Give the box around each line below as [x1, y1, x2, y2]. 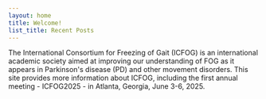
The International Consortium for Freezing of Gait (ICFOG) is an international [8, 48, 259, 58]
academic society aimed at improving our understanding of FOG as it [8, 56, 235, 66]
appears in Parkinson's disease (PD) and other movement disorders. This [8, 65, 248, 74]
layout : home [8, 11, 52, 20]
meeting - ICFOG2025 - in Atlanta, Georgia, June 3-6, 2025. [8, 82, 205, 91]
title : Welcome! [8, 19, 62, 27]
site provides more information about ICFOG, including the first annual [8, 73, 238, 83]
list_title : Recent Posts [8, 26, 94, 34]
